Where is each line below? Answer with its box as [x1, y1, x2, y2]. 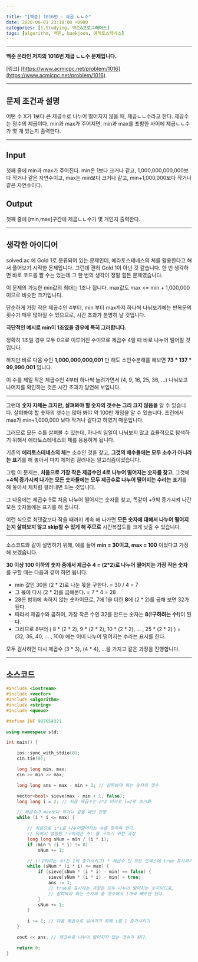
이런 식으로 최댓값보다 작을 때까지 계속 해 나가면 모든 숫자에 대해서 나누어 [6, 516, 174, 523]
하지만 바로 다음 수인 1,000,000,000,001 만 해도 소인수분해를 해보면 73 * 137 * [6, 356, 192, 363]
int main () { [6, 740, 38, 746]
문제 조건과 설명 [6, 96, 60, 106]
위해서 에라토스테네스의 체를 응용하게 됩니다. [12, 436, 115, 443]
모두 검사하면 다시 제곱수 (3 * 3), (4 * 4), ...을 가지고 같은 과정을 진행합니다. [6, 645, 180, 652]
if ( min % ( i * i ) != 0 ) [27, 842, 88, 848]
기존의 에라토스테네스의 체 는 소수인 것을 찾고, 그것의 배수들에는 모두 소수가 [6, 449, 177, 456]
